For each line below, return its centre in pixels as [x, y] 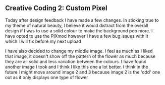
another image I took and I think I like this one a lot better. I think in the [77, 67]
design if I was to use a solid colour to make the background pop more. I [79, 31]
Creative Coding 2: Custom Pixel [56, 8]
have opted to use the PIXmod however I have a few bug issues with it [77, 36]
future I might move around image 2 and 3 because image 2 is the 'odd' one [82, 72]
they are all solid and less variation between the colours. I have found [76, 61]
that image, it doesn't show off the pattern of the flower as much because [80, 56]
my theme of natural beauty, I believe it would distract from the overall [77, 25]
